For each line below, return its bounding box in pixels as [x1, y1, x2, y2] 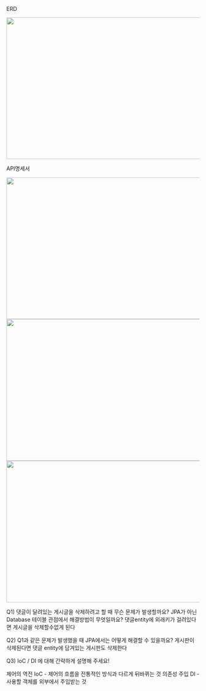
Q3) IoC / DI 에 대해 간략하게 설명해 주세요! [6, 657, 110, 664]
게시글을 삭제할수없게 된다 [12, 624, 75, 630]
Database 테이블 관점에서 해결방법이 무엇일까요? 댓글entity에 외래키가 [6, 616, 175, 623]
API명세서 [6, 165, 31, 172]
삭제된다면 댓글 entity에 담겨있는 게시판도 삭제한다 [6, 644, 128, 651]
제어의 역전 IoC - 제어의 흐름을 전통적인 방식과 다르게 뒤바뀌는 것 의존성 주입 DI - [6, 670, 200, 678]
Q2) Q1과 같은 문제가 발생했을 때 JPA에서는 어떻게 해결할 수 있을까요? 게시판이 [6, 636, 195, 644]
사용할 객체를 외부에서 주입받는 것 [6, 678, 87, 685]
